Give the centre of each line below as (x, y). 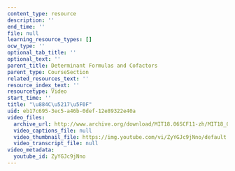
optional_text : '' (34, 59)
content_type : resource (42, 14)
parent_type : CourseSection (48, 72)
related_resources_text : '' (48, 79)
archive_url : (33, 124)
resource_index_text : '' (43, 85)
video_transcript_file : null (56, 144)
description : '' (31, 20)
